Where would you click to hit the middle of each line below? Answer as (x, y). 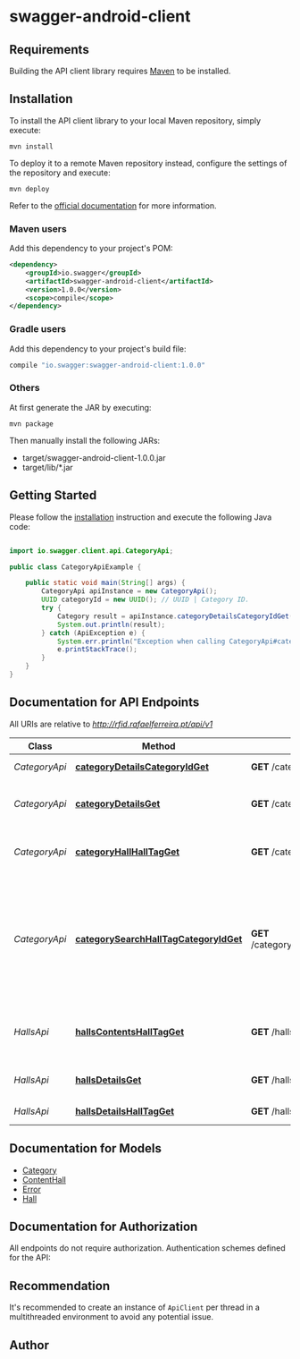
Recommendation (59, 1286)
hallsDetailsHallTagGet (125, 1111)
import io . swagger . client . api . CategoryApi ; (92, 551)
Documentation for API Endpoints (104, 703)
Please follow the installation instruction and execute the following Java (141, 517)
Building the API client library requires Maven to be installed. (120, 71)
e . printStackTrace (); (97, 650)
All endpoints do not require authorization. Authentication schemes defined (147, 1248)
